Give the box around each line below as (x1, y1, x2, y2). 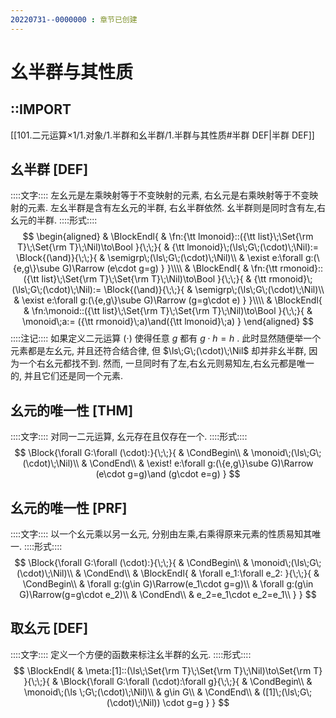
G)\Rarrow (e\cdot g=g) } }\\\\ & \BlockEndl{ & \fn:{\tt (61, 262, 278, 275)
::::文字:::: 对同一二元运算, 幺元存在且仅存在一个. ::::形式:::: (10, 431, 248, 443)
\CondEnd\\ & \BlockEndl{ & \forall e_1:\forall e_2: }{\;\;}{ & (83, 567, 320, 580)
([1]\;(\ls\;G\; (262, 686, 313, 698)
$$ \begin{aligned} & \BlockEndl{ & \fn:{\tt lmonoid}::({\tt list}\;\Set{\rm (22, 231, 314, 243)
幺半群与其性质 (10, 61, 134, 83)
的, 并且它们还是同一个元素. (10, 370, 124, 382)
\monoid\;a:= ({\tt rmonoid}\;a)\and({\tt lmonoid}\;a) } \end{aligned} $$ (21, 316, 315, 328)
